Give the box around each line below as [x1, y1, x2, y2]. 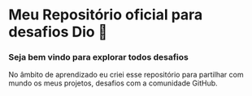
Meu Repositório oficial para [8, 6, 203, 24]
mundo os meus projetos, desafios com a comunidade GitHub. [8, 78, 218, 88]
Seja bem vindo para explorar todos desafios [8, 52, 189, 63]
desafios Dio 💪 [8, 23, 108, 41]
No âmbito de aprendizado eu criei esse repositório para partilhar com [8, 70, 244, 80]
